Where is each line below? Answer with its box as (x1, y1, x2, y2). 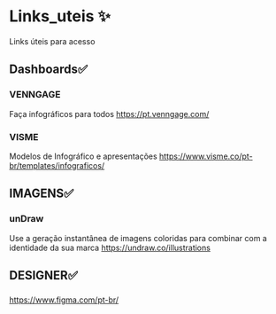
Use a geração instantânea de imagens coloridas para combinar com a (9, 232, 267, 243)
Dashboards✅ (9, 62, 88, 77)
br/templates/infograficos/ (9, 160, 105, 170)
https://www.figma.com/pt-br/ (9, 294, 119, 305)
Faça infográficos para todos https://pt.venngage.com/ (9, 108, 210, 119)
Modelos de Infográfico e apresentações (9, 151, 157, 161)
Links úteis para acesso (9, 35, 96, 46)
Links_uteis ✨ (9, 6, 111, 27)
